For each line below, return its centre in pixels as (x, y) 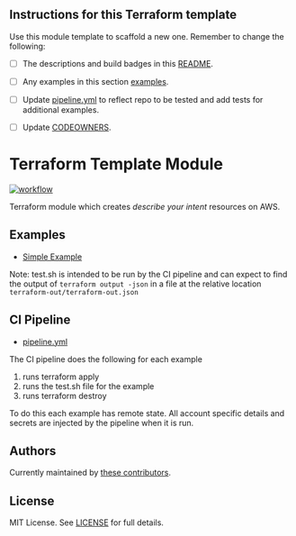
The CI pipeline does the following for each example (106, 359)
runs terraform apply (61, 377)
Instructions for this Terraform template (123, 15)
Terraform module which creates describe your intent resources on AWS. (145, 207)
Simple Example (52, 257)
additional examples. (61, 110)
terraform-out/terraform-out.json (74, 292)
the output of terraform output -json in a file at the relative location (135, 284)
